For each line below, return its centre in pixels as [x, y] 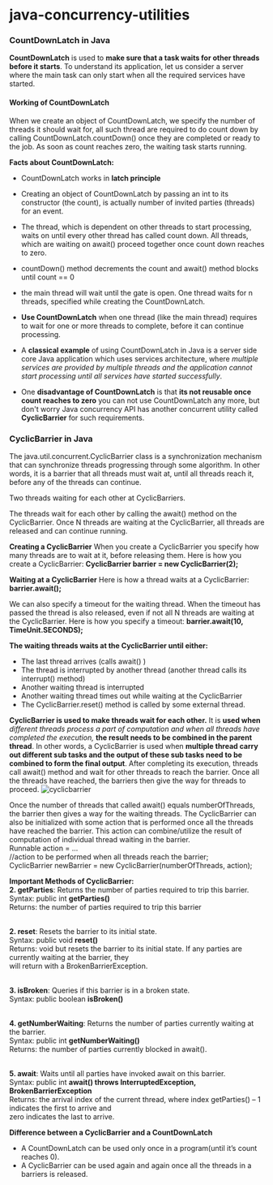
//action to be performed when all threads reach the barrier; [109, 856]
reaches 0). [40, 1157]
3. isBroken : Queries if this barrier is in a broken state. [100, 990]
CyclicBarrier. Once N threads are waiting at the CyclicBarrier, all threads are [137, 522]
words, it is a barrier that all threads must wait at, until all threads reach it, [132, 474]
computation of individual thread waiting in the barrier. [100, 839]
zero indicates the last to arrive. [62, 1116]
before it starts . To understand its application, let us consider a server [126, 67]
